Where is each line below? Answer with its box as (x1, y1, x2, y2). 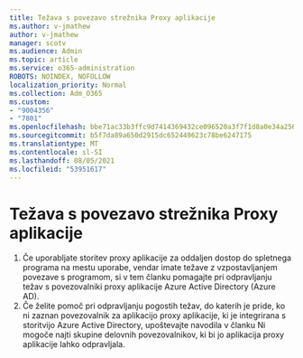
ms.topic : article (9, 55, 78, 64)
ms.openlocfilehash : (9, 123, 87, 132)
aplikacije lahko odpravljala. (22, 339, 125, 350)
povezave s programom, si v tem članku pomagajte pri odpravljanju (22, 272, 272, 283)
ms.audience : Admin (9, 47, 83, 56)
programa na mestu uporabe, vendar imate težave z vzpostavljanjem (22, 262, 278, 273)
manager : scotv (9, 38, 67, 48)
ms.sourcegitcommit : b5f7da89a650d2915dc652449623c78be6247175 (9, 131, 252, 140)
